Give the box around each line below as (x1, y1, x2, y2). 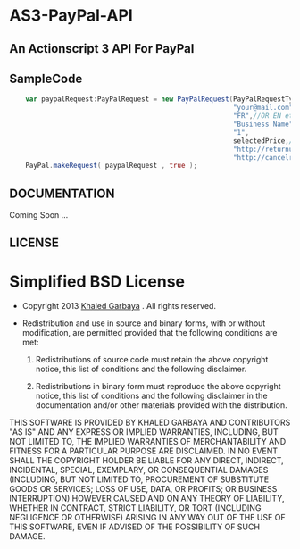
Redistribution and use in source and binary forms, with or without (21, 318, 266, 329)
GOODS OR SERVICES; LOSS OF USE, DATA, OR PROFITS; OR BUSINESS (9, 484, 278, 495)
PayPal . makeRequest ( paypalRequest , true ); (25, 162, 198, 171)
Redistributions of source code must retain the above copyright (35, 354, 269, 365)
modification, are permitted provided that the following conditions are (21, 328, 278, 338)
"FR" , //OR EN (232, 112, 281, 121)
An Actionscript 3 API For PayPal (9, 41, 195, 56)
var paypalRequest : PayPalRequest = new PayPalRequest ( (25, 95, 234, 104)
